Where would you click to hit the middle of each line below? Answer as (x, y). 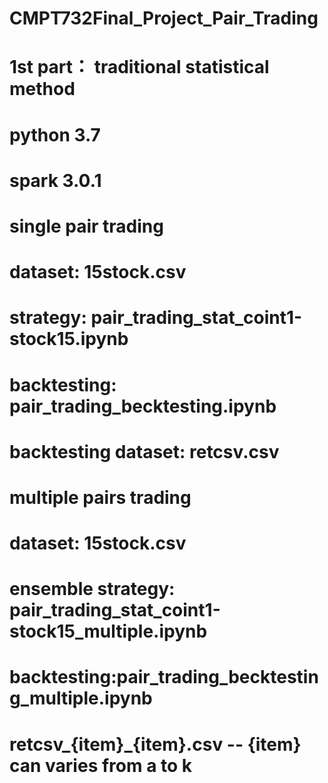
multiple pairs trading (100, 497)
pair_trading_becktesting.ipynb (143, 406)
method (42, 89)
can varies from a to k (101, 765)
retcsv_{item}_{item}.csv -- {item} (155, 744)
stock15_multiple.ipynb (108, 631)
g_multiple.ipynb (81, 698)
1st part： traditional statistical (139, 67)
